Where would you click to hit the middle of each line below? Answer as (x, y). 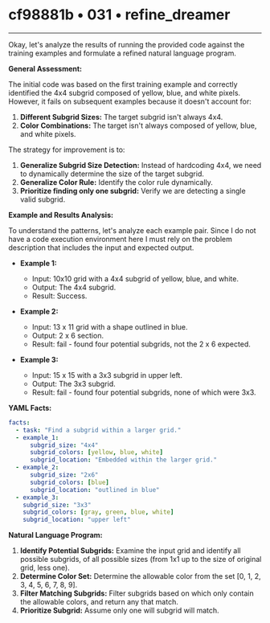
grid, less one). (45, 568)
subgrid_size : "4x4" (64, 445)
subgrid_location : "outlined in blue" (94, 490)
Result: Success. (59, 296)
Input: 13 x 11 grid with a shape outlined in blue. (110, 326)
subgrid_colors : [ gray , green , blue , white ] (98, 512)
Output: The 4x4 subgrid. (74, 287)
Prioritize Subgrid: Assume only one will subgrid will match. (119, 611)
